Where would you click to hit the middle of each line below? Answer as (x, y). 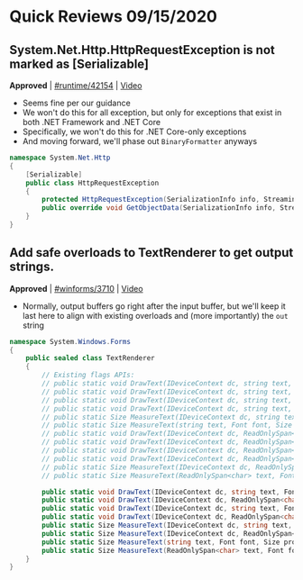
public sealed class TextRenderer (90, 358)
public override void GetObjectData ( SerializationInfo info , (159, 208)
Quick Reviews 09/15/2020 (114, 17)
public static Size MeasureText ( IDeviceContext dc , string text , (167, 526)
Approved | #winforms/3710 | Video (76, 288)
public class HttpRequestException (92, 183)
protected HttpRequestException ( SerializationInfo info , (151, 200)
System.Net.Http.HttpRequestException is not (142, 50)
